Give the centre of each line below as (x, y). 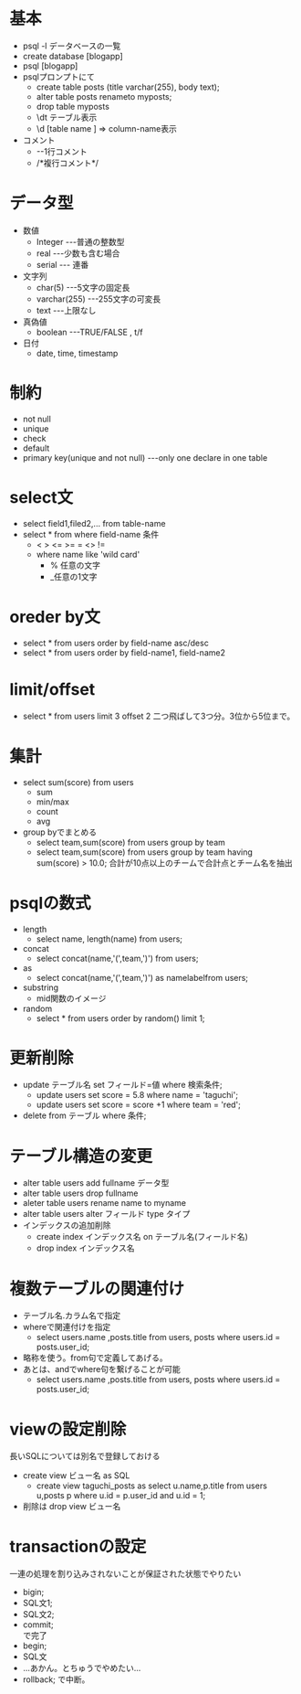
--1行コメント (62, 151)
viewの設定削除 (68, 1429)
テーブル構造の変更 (81, 1156)
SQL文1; (37, 1603)
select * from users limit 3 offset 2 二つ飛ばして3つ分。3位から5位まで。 (159, 716)
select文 (42, 497)
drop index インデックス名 (85, 1248)
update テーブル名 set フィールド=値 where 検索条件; (122, 1085)
